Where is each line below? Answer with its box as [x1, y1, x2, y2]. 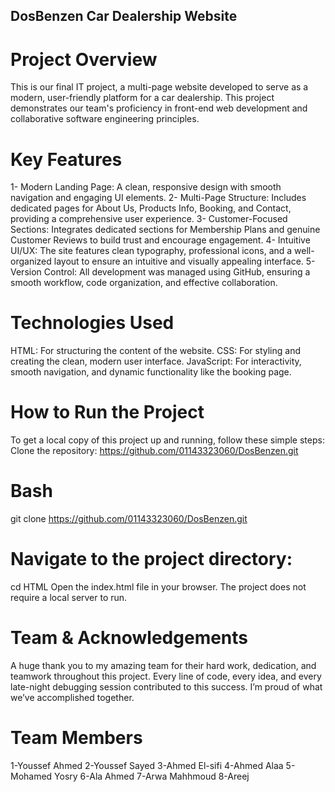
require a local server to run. [10, 592, 128, 604]
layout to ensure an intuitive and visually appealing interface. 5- [53, 255, 316, 268]
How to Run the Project [10, 401, 205, 424]
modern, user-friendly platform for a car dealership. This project [10, 92, 275, 104]
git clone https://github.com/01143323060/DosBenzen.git [10, 513, 248, 525]
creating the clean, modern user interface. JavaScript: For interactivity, [10, 355, 302, 368]
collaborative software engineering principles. [10, 113, 200, 125]
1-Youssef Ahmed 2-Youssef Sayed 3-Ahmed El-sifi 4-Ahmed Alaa [10, 759, 284, 771]
